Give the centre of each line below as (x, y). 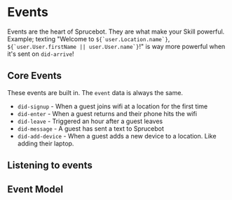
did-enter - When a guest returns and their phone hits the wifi (107, 113)
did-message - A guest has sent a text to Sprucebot (91, 128)
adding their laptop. (46, 143)
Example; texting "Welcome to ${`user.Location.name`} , (89, 38)
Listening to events (50, 165)
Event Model (35, 189)
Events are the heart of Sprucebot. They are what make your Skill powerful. (116, 31)
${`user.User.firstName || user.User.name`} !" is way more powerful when (116, 46)
